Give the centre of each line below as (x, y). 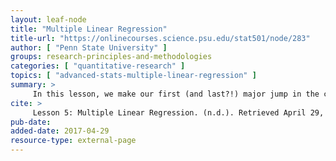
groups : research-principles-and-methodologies (111, 57)
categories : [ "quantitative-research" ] (98, 66)
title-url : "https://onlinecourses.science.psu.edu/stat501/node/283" (160, 38)
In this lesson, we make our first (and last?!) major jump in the (176, 94)
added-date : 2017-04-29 (60, 131)
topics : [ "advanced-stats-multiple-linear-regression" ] (133, 76)
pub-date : (31, 122)
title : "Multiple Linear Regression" (89, 29)
